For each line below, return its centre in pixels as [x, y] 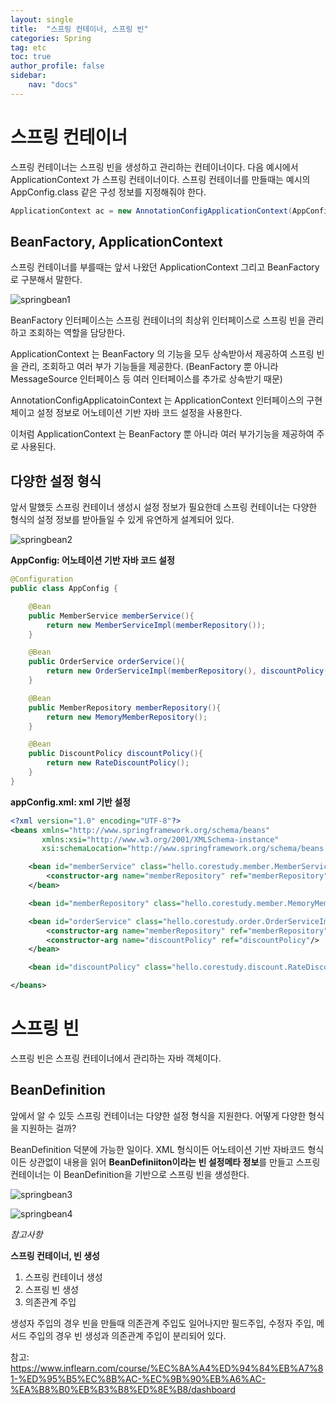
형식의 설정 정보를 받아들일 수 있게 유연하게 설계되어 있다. [122, 520]
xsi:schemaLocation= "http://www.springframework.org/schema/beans [183, 849]
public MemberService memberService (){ [111, 616]
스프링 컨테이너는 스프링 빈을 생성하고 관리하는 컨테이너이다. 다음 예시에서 [154, 167]
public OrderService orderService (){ [107, 662]
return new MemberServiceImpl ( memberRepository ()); [156, 625]
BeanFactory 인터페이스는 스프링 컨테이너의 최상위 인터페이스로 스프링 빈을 [158, 320]
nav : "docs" [53, 85]
